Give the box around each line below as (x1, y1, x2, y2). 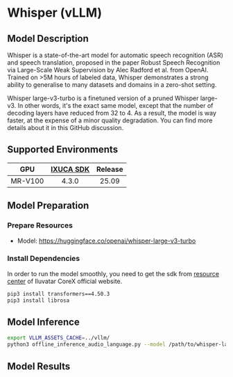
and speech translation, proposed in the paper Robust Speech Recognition (7, 58, 221, 67)
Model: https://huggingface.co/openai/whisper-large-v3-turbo (17, 236, 196, 245)
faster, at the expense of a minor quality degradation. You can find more (7, 116, 213, 125)
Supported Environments (7, 144, 119, 156)
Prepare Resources (7, 220, 73, 230)
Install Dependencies (7, 254, 80, 264)
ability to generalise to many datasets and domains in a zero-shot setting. (7, 81, 217, 88)
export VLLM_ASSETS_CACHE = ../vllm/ (7, 335, 110, 342)
